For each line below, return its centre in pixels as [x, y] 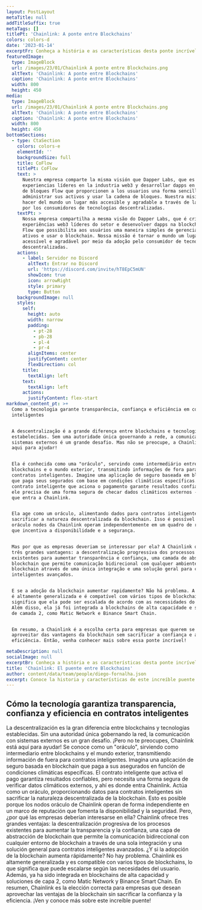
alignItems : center [52, 354]
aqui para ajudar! [35, 448]
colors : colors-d [28, 40]
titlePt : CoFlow [38, 169]
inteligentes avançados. [43, 575]
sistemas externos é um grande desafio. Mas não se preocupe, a [94, 442]
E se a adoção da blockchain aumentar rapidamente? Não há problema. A [103, 591]
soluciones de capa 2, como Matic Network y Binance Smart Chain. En [94, 881]
